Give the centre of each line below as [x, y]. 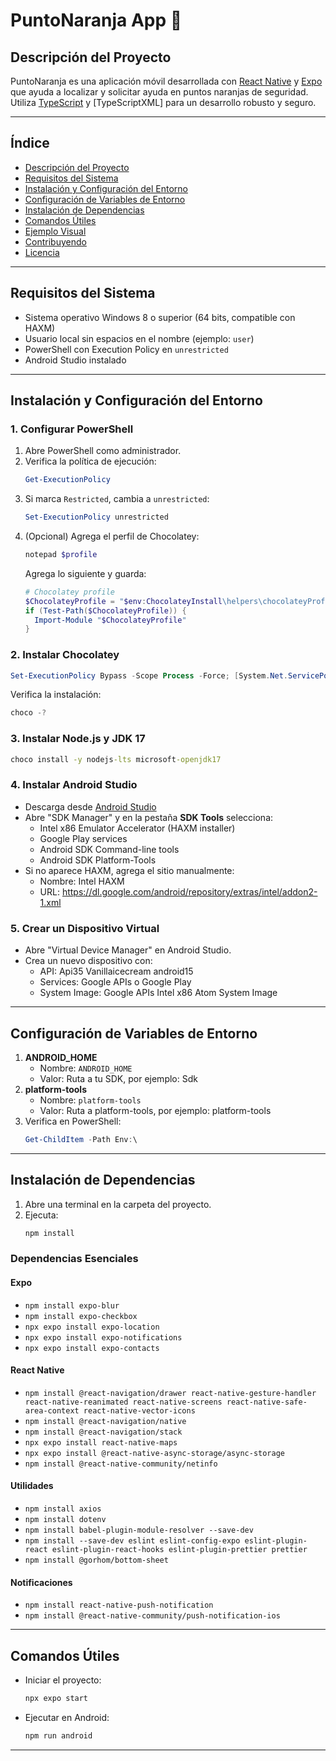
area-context [52, 1410]
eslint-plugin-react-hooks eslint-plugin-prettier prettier [179, 1550]
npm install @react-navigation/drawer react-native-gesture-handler [170, 1393]
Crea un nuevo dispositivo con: [88, 961]
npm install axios [63, 1509]
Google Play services [83, 838]
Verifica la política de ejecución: [90, 461]
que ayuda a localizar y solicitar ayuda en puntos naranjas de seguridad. [159, 92]
